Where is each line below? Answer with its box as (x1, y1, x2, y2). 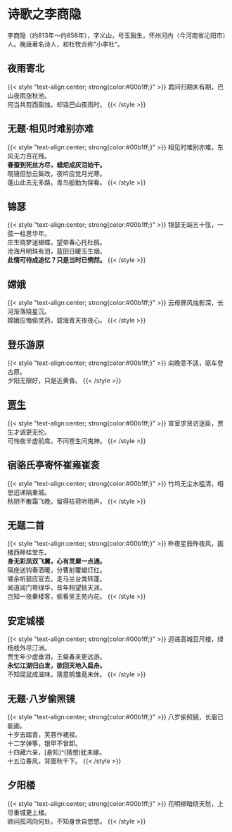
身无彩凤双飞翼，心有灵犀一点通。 (7, 557, 106, 566)
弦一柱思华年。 (7, 230, 51, 238)
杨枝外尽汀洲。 (7, 644, 51, 652)
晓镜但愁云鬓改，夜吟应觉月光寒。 (7, 169, 106, 178)
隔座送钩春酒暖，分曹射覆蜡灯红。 (7, 566, 106, 574)
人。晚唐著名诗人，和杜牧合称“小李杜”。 (7, 39, 124, 48)
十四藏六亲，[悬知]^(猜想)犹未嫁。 (7, 748, 106, 757)
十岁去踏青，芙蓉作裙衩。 (7, 731, 82, 739)
